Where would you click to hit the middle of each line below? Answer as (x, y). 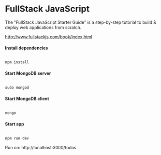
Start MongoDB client (27, 99)
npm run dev (17, 139)
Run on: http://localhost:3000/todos (41, 148)
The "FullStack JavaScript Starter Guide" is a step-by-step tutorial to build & (80, 22)
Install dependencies (27, 48)
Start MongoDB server (28, 73)
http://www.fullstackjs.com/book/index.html (49, 37)
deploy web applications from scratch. (43, 27)
